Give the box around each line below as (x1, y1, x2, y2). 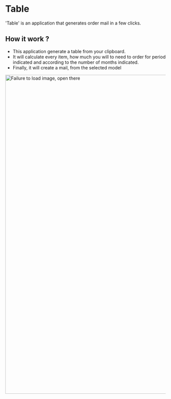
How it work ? (5, 35, 49, 43)
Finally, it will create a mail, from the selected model (12, 64, 122, 70)
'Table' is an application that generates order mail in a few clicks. (5, 20, 141, 26)
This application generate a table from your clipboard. (12, 48, 126, 54)
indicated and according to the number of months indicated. (12, 59, 139, 65)
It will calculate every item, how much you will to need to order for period (12, 54, 166, 60)
